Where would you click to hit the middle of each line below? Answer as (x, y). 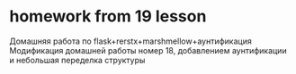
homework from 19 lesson (108, 16)
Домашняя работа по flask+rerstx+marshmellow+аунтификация (130, 41)
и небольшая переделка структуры (77, 60)
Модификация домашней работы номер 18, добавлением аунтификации (148, 50)
